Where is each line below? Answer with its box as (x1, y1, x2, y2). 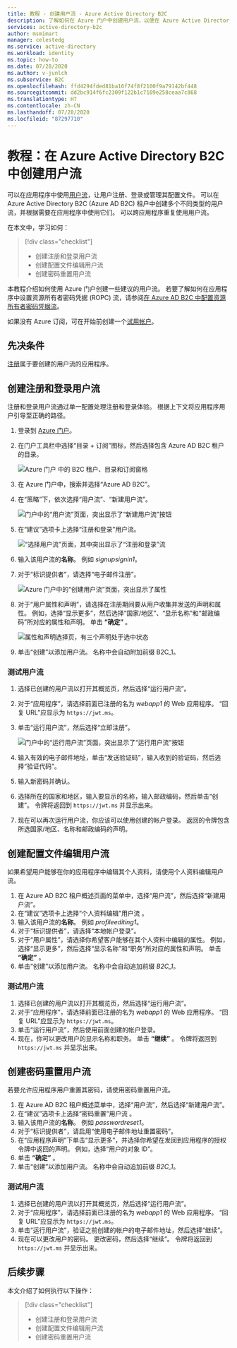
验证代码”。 (26, 762, 61, 770)
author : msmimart (7, 30, 59, 37)
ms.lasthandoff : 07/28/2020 (7, 109, 90, 116)
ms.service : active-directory (7, 43, 97, 50)
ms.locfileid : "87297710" (7, 115, 83, 122)
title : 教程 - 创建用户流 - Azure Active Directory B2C (7, 10, 168, 18)
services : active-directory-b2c (7, 23, 102, 30)
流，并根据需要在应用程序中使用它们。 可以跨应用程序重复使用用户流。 (7, 208, 213, 216)
